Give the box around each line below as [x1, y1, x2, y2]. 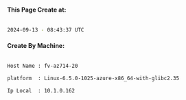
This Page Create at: [7, 5, 67, 14]
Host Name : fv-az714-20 [7, 62, 78, 70]
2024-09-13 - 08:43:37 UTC [7, 27, 84, 34]
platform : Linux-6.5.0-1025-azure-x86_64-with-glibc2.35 [7, 75, 180, 82]
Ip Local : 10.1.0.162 [7, 88, 75, 95]
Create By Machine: [7, 41, 65, 49]
